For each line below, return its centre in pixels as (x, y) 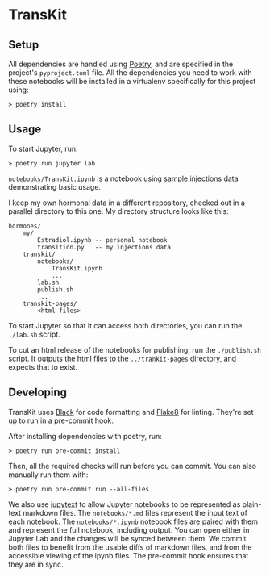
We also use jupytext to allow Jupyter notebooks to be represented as (125, 504)
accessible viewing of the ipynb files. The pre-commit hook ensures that (129, 555)
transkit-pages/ (50, 303)
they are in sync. (36, 564)
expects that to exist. (43, 367)
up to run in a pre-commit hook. (61, 420)
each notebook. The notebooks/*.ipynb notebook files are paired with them (133, 521)
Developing (37, 393)
